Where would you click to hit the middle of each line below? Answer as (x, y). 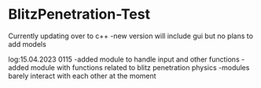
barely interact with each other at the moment (82, 76)
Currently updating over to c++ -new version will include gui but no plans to (131, 36)
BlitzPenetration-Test (79, 14)
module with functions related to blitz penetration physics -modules (140, 67)
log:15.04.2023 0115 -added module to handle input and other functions (124, 59)
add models (28, 44)
